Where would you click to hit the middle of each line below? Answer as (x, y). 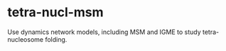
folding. (56, 39)
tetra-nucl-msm (56, 12)
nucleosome (26, 39)
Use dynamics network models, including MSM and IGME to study (104, 32)
